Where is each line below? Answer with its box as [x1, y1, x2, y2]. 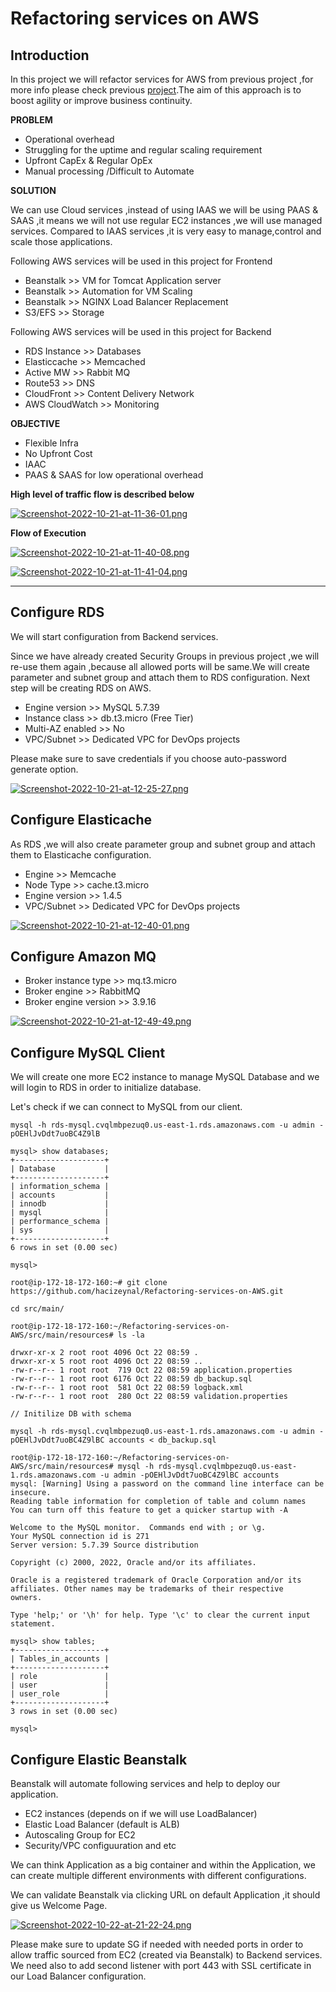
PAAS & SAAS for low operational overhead [24, 469, 204, 481]
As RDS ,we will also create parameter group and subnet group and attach [10, 838, 316, 850]
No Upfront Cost [24, 448, 93, 459]
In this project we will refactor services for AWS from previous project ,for [10, 73, 314, 85]
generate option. [10, 763, 79, 775]
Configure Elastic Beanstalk [10, 1751, 188, 1768]
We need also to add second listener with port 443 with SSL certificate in [10, 1960, 312, 1972]
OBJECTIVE [10, 418, 61, 429]
